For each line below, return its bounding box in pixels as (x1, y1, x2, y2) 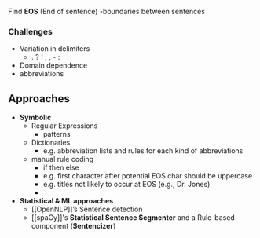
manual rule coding (31, 155, 94, 164)
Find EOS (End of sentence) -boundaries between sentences (8, 7, 206, 16)
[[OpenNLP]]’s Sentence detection (31, 204, 143, 214)
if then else (42, 163, 80, 172)
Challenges (8, 26, 53, 37)
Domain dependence (19, 60, 88, 70)
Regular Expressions (31, 121, 98, 130)
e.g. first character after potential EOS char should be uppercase (42, 171, 253, 181)
